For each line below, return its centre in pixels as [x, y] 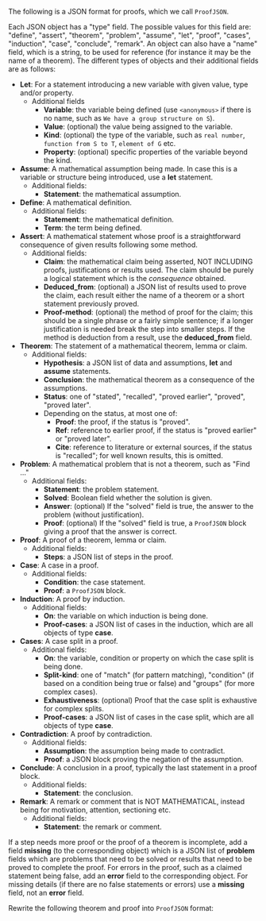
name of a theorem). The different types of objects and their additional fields [133, 60]
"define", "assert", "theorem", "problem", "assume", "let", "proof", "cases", [130, 35]
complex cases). [70, 692]
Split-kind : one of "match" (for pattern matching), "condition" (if [148, 675]
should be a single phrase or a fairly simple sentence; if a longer [148, 320]
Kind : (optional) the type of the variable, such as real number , [144, 135]
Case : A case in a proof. [59, 565]
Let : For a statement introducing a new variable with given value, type [134, 84]
